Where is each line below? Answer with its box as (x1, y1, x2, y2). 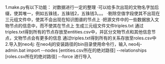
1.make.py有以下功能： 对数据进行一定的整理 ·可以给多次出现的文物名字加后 (5, 4, 159, 10)
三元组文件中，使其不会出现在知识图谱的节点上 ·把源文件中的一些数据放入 (5, 17, 155, 22)
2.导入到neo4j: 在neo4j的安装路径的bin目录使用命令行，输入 (5, 41, 127, 47)
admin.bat (5, 47, 26, 53)
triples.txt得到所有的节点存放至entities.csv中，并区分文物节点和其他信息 (5, 29, 152, 34)
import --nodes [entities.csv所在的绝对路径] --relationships (26, 47, 147, 53)
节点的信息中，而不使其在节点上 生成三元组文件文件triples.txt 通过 (9, 23, 144, 29)
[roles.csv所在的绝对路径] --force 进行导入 (5, 54, 91, 59)
